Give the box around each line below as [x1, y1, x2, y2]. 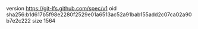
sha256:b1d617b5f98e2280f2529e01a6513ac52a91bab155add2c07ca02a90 [6, 11, 192, 18]
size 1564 [32, 17, 56, 24]
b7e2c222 [6, 17, 32, 24]
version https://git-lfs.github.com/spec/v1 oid [6, 5, 117, 12]
